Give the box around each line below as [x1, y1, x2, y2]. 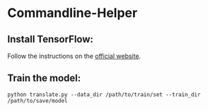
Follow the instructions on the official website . [7, 52, 141, 60]
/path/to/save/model [7, 97, 69, 104]
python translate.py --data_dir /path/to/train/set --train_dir [7, 90, 201, 98]
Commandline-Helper [7, 5, 138, 21]
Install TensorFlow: [7, 33, 94, 45]
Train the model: [7, 72, 81, 84]
